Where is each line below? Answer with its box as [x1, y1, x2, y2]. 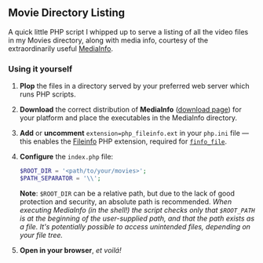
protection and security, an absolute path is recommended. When [19, 196, 232, 206]
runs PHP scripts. [19, 89, 76, 99]
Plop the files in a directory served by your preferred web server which [19, 82, 250, 91]
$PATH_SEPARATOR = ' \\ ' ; [19, 174, 101, 182]
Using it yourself [8, 63, 73, 74]
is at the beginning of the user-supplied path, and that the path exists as [19, 214, 255, 223]
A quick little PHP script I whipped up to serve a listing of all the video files [8, 27, 249, 36]
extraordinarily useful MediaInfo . [8, 43, 114, 53]
